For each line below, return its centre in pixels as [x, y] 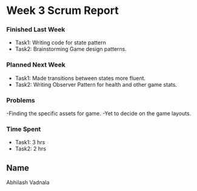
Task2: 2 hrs [31, 149]
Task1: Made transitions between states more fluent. [80, 78]
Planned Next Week [36, 65]
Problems [21, 100]
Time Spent [24, 129]
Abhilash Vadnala [28, 183]
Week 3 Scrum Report [63, 11]
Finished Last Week [36, 30]
